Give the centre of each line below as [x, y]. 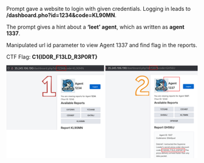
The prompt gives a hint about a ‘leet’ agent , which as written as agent [95, 27]
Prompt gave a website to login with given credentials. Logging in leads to [99, 9]
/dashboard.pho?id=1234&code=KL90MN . [62, 15]
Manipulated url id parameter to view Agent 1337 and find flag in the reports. [102, 45]
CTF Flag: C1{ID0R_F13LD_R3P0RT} [52, 57]
